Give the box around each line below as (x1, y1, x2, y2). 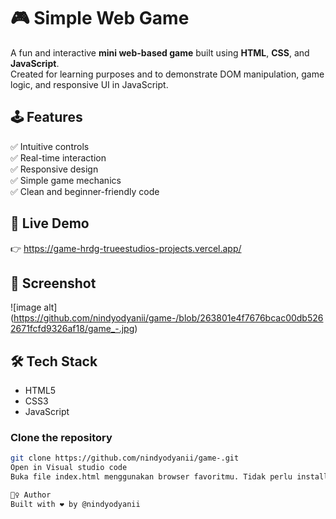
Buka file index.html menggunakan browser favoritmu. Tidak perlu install (10, 472, 329, 482)
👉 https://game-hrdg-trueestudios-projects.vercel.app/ (10, 242, 242, 254)
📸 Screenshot (10, 275, 97, 292)
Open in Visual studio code (10, 463, 128, 473)
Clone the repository (10, 431, 113, 445)
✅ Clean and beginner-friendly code (10, 185, 160, 197)
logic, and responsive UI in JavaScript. (10, 78, 169, 90)
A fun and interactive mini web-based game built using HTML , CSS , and (10, 46, 310, 59)
